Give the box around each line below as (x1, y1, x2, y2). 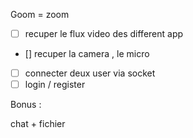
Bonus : (10, 99, 42, 111)
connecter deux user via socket (24, 67, 156, 79)
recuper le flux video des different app (24, 28, 184, 39)
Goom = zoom (10, 9, 70, 20)
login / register (24, 79, 86, 91)
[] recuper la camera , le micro (24, 48, 150, 60)
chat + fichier (10, 118, 66, 130)
